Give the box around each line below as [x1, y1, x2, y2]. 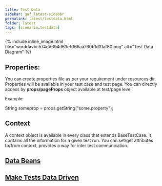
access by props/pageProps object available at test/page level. [5, 86, 133, 92]
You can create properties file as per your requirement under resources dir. [5, 76, 156, 82]
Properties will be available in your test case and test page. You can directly [5, 81, 158, 87]
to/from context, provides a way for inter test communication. [5, 142, 128, 149]
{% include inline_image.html [5, 38, 63, 44]
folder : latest [5, 20, 36, 26]
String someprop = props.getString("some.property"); [5, 105, 114, 111]
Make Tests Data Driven [5, 173, 79, 182]
